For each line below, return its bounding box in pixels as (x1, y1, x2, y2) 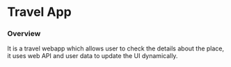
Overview (7, 29, 41, 39)
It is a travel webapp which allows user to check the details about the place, (7, 44, 225, 52)
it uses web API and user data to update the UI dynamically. (7, 52, 178, 60)
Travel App (7, 4, 72, 20)
